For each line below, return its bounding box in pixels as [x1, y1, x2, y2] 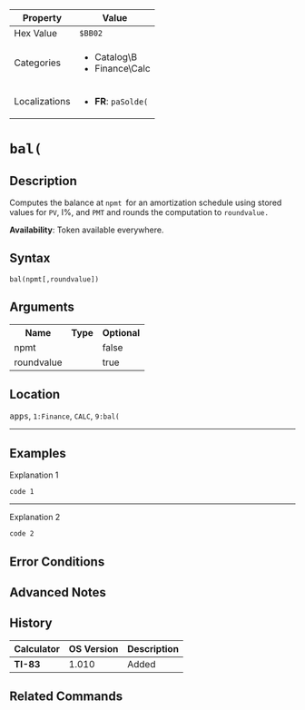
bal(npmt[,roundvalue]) [9, 274, 100, 284]
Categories [14, 56, 62, 69]
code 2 [9, 529, 34, 538]
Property [22, 12, 62, 24]
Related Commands [9, 689, 123, 705]
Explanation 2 [9, 512, 61, 523]
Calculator [14, 642, 61, 655]
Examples [9, 445, 66, 461]
